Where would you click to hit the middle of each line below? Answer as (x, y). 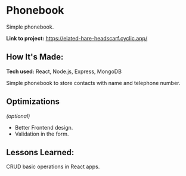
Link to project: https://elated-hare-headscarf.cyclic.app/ (77, 38)
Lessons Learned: (40, 152)
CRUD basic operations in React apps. (53, 166)
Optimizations (33, 102)
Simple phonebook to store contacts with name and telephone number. (93, 83)
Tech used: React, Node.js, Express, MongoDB (64, 71)
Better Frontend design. (44, 127)
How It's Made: (35, 57)
